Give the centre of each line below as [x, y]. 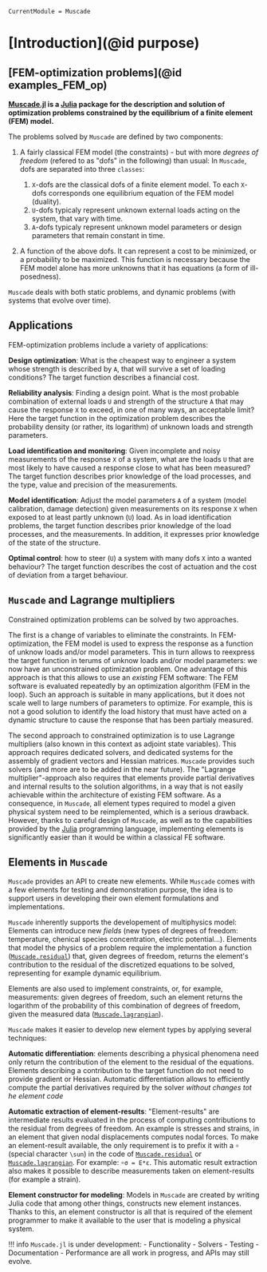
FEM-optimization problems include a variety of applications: [108, 344]
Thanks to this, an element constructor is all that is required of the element [130, 1212]
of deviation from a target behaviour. [69, 574]
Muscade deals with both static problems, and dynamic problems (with [122, 292]
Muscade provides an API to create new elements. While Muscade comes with [132, 881]
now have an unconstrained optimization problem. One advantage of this [128, 669]
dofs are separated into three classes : [82, 169]
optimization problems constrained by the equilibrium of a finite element [131, 113]
